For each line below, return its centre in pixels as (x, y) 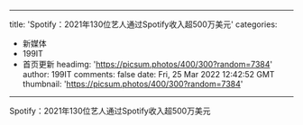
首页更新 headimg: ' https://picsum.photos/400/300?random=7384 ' (147, 64)
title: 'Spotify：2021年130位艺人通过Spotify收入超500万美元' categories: (143, 24)
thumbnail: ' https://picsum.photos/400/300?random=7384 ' (133, 84)
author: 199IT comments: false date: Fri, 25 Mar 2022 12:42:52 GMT (148, 74)
